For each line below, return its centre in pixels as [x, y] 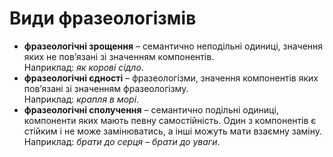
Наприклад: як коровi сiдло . [83, 67]
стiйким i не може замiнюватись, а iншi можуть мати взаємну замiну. [172, 131]
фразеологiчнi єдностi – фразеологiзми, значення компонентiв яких [171, 78]
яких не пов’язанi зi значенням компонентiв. [119, 56]
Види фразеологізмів [103, 18]
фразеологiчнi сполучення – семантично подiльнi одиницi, [151, 109]
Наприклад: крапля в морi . [81, 99]
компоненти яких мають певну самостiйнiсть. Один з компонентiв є [170, 120]
